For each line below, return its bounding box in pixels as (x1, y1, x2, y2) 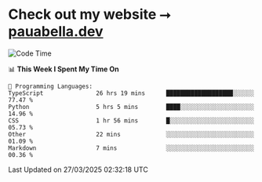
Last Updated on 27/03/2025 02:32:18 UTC (8, 165, 149, 174)
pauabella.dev (8, 23, 104, 41)
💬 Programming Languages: (8, 82, 93, 90)
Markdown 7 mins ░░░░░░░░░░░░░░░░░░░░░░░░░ (8, 144, 255, 152)
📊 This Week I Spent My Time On (8, 64, 119, 74)
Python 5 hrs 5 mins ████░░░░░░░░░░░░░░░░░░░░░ (8, 103, 255, 111)
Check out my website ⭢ (8, 5, 171, 24)
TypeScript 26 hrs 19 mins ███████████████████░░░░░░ (8, 89, 255, 97)
